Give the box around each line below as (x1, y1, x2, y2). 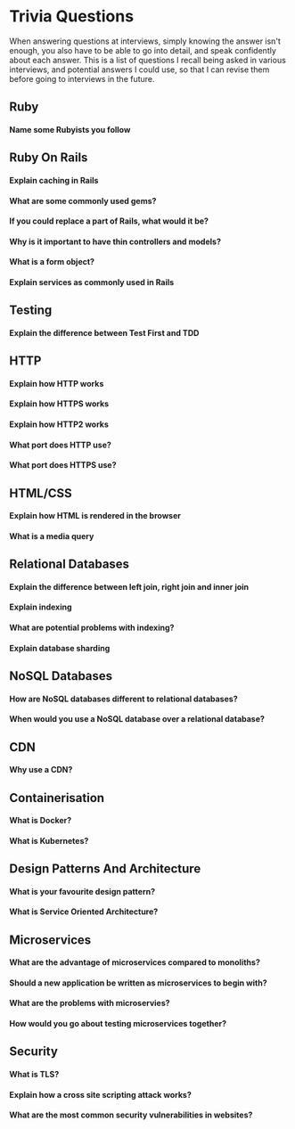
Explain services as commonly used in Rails (9, 276, 175, 287)
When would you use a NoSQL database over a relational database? (9, 714, 266, 724)
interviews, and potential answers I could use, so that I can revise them (9, 64, 270, 75)
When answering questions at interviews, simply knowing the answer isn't (9, 36, 281, 46)
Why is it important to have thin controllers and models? (9, 236, 221, 247)
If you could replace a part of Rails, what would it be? (9, 216, 209, 226)
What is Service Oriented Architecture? (9, 906, 159, 917)
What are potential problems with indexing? (9, 622, 175, 633)
